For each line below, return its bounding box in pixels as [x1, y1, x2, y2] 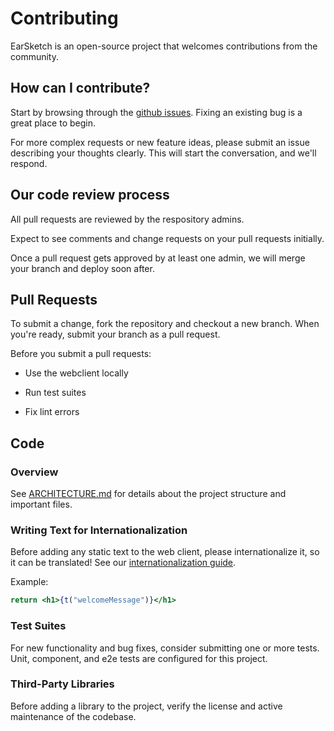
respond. [10, 157, 48, 169]
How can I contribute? [10, 80, 151, 97]
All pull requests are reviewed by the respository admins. [10, 213, 245, 225]
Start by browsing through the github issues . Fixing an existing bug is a [10, 106, 303, 118]
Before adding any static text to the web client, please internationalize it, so [10, 546, 320, 558]
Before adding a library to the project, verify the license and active [10, 700, 283, 712]
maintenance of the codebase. [10, 710, 137, 722]
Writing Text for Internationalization [10, 523, 188, 537]
